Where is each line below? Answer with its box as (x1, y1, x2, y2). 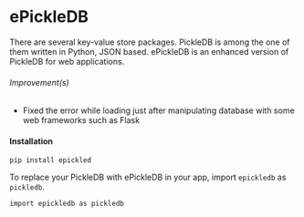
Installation (9, 135, 53, 147)
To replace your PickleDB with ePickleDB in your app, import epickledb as (9, 171, 287, 183)
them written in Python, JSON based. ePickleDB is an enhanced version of (9, 46, 289, 57)
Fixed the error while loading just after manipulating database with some (22, 105, 295, 116)
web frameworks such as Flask (22, 115, 140, 126)
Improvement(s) (9, 77, 70, 88)
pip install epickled (9, 156, 92, 165)
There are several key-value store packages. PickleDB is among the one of (9, 36, 290, 47)
